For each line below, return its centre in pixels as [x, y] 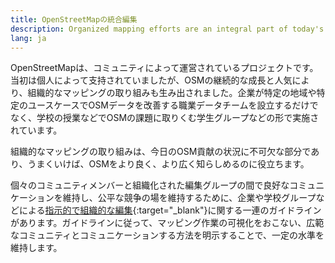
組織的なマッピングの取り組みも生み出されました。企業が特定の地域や [172, 93]
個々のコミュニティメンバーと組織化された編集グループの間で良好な [150, 185]
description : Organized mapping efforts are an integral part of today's [167, 29]
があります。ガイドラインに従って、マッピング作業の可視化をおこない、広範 [167, 223]
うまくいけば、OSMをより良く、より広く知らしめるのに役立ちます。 [168, 164]
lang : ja [28, 38]
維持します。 [36, 248]
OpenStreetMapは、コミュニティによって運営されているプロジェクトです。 [164, 68]
